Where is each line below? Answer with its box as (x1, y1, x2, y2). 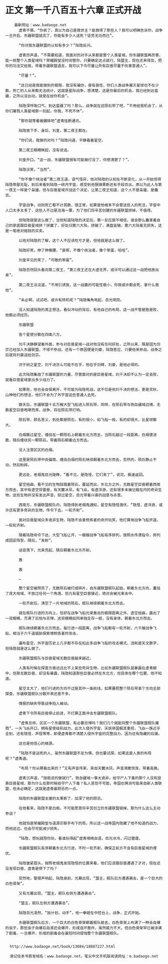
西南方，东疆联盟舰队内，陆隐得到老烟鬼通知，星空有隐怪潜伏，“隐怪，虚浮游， (18, 502, 159, 507)
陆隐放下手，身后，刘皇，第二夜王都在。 (18, 128, 90, 133)
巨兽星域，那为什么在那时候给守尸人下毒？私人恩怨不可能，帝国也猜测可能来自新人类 (9, 780, 158, 786)
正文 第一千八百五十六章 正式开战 (5, 5, 141, 16)
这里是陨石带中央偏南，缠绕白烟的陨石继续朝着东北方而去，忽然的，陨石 (18, 457, 146, 462)
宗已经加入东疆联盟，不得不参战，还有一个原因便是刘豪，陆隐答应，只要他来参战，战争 (5, 347, 158, 352)
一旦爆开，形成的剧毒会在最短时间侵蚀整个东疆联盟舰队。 (20, 931, 121, 936)
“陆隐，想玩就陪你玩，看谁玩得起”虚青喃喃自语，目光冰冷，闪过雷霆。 (18, 836, 143, 841)
